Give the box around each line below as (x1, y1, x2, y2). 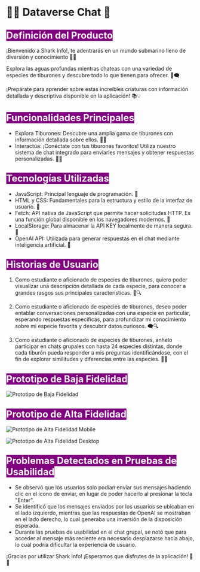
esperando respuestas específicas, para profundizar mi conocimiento (14, 316, 186, 323)
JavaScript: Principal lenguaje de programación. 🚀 (14, 190, 139, 197)
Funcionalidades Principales (6, 112, 134, 124)
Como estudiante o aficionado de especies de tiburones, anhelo (14, 337, 173, 344)
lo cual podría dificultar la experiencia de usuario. (14, 541, 137, 548)
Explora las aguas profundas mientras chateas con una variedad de (6, 65, 172, 72)
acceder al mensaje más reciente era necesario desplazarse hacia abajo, (14, 534, 195, 541)
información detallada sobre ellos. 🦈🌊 (14, 136, 107, 143)
